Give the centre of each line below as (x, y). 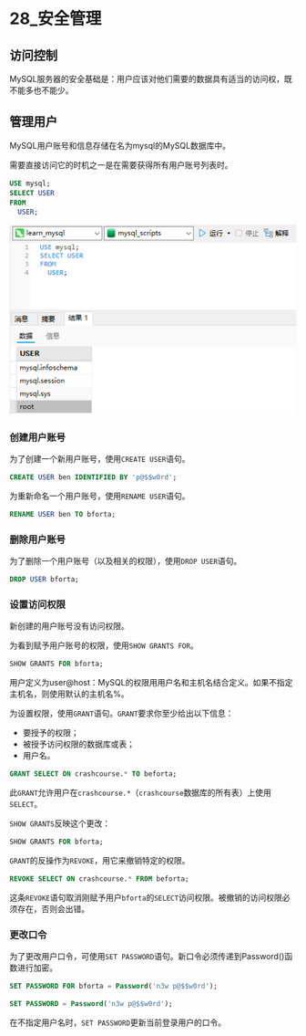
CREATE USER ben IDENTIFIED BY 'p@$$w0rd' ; (93, 477)
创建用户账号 (38, 437)
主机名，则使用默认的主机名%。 (69, 694)
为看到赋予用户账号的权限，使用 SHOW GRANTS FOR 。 (104, 645)
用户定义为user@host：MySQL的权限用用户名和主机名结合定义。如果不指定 (151, 683)
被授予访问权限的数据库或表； (78, 744)
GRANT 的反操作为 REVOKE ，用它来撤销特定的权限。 (100, 860)
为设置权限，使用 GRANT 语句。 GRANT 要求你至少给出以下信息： (122, 714)
